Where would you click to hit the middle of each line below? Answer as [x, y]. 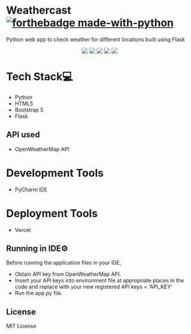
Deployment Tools [52, 213]
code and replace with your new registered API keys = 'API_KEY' [93, 287]
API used [23, 135]
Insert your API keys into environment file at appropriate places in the [99, 281]
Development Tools [55, 173]
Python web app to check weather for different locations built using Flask [96, 39]
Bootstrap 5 [29, 110]
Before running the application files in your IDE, [64, 263]
